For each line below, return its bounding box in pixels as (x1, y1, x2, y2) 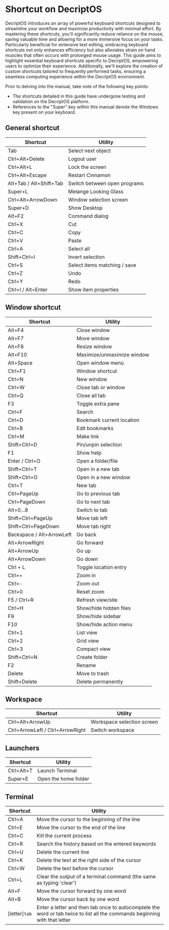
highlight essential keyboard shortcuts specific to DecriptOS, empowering (5, 57, 158, 63)
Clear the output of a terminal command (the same (36, 873, 156, 880)
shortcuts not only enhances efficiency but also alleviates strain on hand (5, 47, 155, 53)
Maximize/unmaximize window (76, 351, 149, 358)
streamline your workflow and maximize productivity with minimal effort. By (5, 25, 162, 31)
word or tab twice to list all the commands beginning (36, 910, 160, 917)
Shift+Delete (8, 678, 38, 685)
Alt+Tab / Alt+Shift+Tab (8, 180, 64, 187)
